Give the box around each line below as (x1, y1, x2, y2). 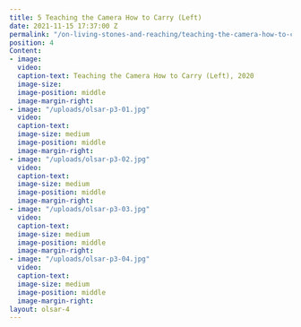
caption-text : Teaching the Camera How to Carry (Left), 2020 (17, 72, 254, 81)
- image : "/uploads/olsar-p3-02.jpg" (9, 154, 150, 164)
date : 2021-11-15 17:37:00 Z (9, 22, 118, 30)
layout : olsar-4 (9, 305, 70, 314)
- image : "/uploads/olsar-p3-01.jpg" (9, 105, 150, 114)
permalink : (9, 30, 50, 39)
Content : (9, 47, 42, 56)
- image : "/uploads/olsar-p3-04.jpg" (9, 254, 150, 264)
